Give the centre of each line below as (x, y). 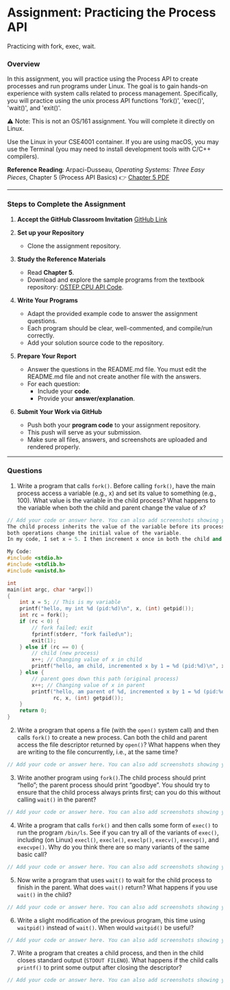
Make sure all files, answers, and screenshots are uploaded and (117, 439)
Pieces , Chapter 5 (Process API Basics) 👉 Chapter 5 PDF (88, 178)
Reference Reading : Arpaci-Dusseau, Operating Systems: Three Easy (106, 170)
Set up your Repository (50, 232)
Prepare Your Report (47, 356)
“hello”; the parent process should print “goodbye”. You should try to (113, 785)
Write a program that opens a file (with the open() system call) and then (118, 730)
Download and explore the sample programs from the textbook (116, 280)
